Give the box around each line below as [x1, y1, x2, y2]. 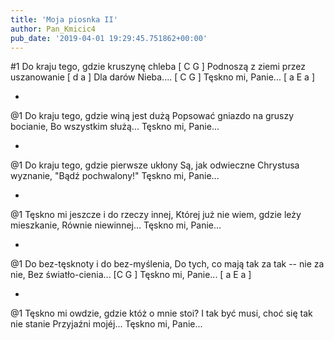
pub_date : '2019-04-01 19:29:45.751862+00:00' [10, 33, 208, 43]
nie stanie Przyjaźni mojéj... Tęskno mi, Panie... [10, 318, 203, 330]
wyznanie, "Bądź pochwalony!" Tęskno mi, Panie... [10, 170, 220, 182]
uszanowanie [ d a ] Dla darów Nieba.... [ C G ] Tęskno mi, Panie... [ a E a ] [10, 71, 315, 83]
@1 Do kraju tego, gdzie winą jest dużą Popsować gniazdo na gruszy [10, 110, 295, 122]
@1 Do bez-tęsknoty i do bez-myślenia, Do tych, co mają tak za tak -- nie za [10, 258, 325, 270]
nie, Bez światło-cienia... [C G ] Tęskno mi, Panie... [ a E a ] [10, 269, 252, 281]
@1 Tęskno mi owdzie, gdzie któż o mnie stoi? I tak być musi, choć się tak [10, 307, 313, 320]
